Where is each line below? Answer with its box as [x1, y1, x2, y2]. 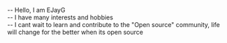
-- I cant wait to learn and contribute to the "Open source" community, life [7, 21, 220, 28]
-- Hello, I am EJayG [7, 6, 66, 14]
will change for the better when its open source [7, 28, 143, 36]
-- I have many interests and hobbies [7, 13, 114, 21]
